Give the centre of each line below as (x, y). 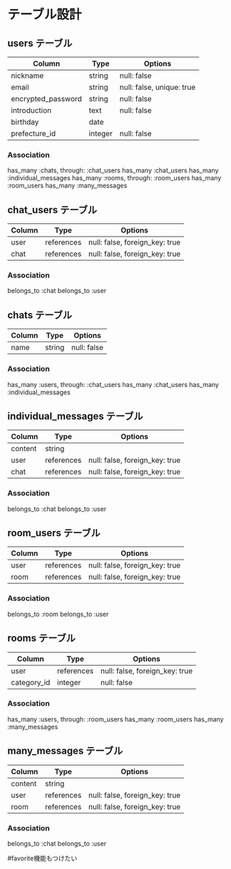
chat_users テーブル (52, 210)
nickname (27, 76)
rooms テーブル (42, 638)
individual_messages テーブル (75, 416)
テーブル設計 (45, 15)
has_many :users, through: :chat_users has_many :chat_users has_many (113, 384)
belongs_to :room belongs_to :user (58, 614)
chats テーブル (40, 315)
